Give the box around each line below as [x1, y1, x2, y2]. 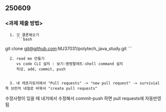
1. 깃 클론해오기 [9, 32, 39, 37]
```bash [16, 37, 32, 42]
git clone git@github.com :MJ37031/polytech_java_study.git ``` [5, 45, 132, 51]
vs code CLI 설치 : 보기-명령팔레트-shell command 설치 [16, 61, 124, 66]
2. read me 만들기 [9, 56, 45, 61]
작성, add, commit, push [16, 67, 66, 72]
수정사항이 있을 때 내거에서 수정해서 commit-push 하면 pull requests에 [5, 95, 144, 101]
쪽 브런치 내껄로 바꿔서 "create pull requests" [5, 86, 98, 91]
